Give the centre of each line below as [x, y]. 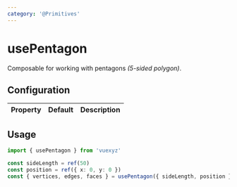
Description [100, 110]
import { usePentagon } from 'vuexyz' [64, 151]
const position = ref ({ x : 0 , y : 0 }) [64, 169]
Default [61, 110]
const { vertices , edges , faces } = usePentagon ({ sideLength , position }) [121, 176]
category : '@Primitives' [44, 14]
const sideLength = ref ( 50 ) [49, 163]
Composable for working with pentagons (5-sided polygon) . [95, 68]
